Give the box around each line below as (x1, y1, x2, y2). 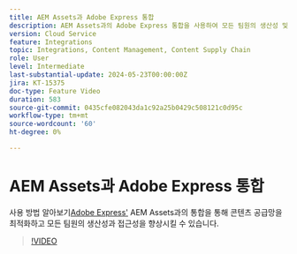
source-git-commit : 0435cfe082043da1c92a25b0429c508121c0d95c (9, 103, 243, 112)
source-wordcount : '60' (9, 120, 97, 129)
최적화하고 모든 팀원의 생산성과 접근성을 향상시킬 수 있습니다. (9, 218, 219, 228)
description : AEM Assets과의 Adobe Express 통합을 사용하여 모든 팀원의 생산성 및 (9, 21, 289, 30)
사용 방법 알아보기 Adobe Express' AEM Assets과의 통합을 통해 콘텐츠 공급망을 (9, 206, 283, 217)
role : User (9, 54, 49, 63)
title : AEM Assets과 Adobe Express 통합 (9, 12, 155, 22)
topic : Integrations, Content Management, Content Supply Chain (9, 46, 251, 55)
